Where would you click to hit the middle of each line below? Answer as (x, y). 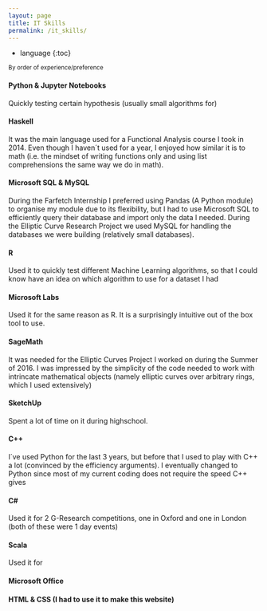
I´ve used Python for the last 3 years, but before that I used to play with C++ (133, 457)
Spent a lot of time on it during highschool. (78, 420)
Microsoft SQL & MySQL (49, 183)
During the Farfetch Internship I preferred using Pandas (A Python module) (131, 200)
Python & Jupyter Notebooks (57, 85)
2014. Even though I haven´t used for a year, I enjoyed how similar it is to (127, 148)
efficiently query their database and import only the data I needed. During (129, 217)
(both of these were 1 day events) (63, 526)
